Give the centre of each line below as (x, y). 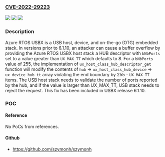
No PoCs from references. (32, 126)
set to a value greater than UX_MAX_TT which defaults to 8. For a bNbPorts (79, 58)
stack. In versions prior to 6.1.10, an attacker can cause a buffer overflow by (83, 48)
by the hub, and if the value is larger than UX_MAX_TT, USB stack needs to (82, 85)
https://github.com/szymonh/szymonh (52, 149)
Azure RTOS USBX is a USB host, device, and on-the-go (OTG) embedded (82, 42)
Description (20, 32)
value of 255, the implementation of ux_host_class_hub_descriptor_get (78, 64)
